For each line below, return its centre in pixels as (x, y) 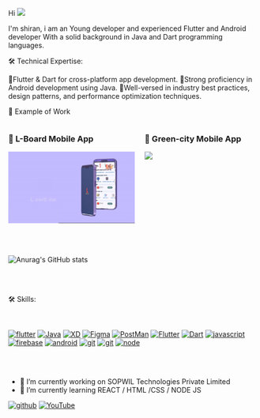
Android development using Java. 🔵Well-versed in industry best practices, (129, 88)
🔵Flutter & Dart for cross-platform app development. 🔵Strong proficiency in (130, 79)
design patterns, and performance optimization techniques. (105, 96)
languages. (26, 45)
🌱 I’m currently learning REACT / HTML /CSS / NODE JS (110, 390)
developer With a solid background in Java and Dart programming (115, 37)
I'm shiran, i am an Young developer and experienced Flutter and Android (127, 28)
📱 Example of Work (40, 111)
